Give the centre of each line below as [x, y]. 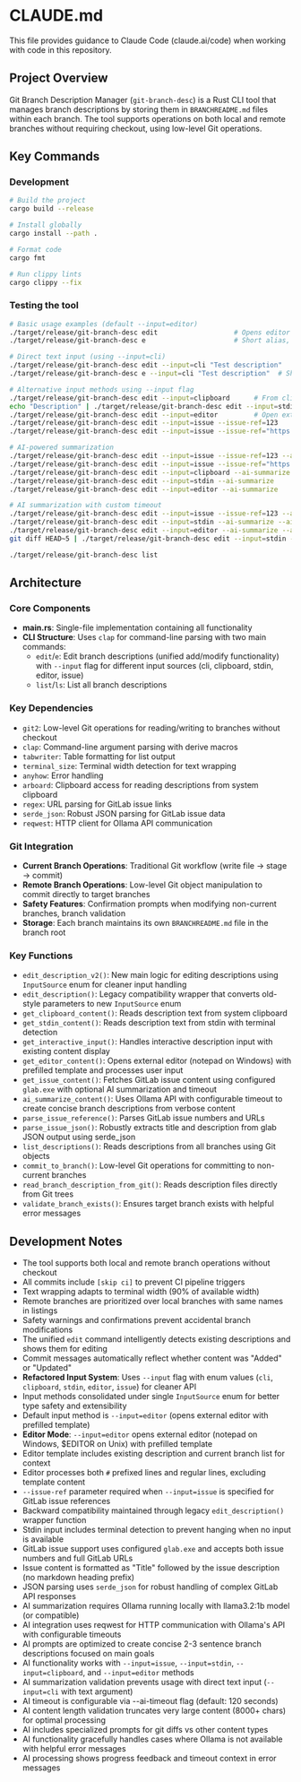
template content [54, 1482]
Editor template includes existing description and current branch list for [153, 1454]
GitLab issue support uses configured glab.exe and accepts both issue [153, 1549]
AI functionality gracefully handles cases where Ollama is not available [152, 1739]
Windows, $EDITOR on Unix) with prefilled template [117, 1444]
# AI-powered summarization [62, 448]
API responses [49, 1596]
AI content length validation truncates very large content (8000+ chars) [154, 1711]
